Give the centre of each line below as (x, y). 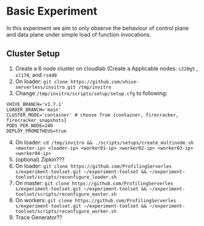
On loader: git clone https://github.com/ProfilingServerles (93, 166)
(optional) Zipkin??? (40, 159)
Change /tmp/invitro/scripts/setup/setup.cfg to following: (91, 93)
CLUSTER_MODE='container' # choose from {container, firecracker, (93, 115)
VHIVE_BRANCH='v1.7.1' (35, 104)
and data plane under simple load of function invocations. (79, 34)
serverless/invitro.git (46, 87)
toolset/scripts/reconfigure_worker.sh (66, 211)
